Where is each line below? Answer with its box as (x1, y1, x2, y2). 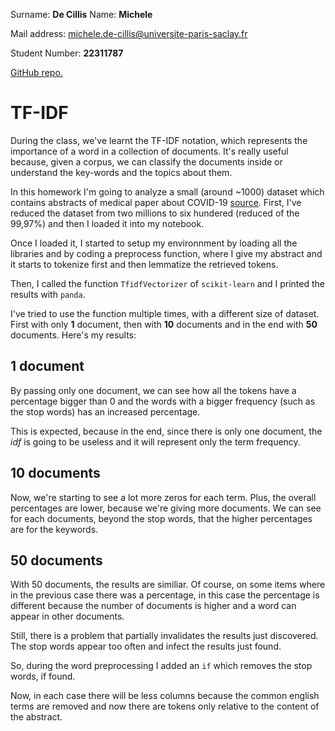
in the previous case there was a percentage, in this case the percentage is (10, 589, 320, 601)
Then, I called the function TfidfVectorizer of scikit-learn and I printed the (10, 277, 325, 289)
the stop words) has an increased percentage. (10, 405, 201, 418)
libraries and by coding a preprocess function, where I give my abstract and (10, 247, 323, 259)
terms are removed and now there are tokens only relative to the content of (10, 700, 320, 713)
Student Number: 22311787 (10, 47, 124, 59)
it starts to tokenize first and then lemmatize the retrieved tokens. (10, 258, 279, 270)
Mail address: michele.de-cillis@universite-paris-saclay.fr (10, 28, 248, 39)
